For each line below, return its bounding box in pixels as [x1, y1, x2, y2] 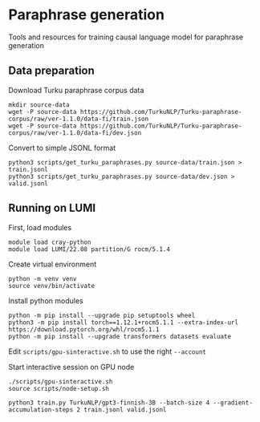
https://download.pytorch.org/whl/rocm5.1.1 [8, 325, 160, 334]
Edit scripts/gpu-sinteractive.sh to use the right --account [8, 347, 207, 356]
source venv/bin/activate [8, 282, 95, 290]
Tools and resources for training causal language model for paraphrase [8, 32, 243, 42]
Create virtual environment [8, 259, 97, 269]
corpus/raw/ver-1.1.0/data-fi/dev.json [8, 128, 142, 137]
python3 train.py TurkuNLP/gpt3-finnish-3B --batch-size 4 [8, 399, 210, 407]
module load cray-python [8, 238, 91, 246]
